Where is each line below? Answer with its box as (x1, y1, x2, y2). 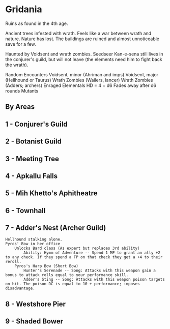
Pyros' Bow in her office (5, 242, 60, 247)
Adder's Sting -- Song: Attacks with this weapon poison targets (23, 277, 165, 282)
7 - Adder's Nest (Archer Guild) (5, 224, 106, 232)
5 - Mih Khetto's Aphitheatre (5, 189, 98, 198)
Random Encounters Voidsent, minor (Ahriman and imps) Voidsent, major (5, 71, 159, 77)
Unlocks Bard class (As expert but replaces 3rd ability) (14, 246, 140, 251)
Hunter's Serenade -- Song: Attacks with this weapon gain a (23, 268, 156, 273)
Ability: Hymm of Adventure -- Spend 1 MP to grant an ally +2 (23, 250, 160, 255)
